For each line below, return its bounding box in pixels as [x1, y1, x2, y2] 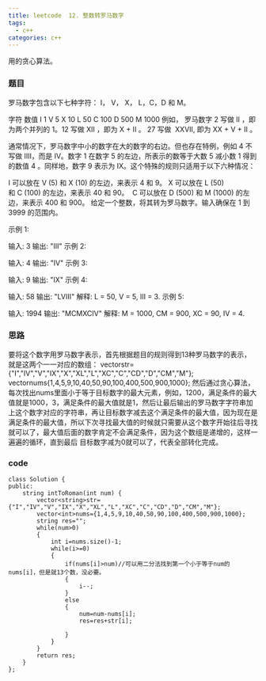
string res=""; [36, 517, 87, 525]
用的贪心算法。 [8, 56, 57, 66]
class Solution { [8, 476, 66, 484]
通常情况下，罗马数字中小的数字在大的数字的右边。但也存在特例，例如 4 [8, 141, 244, 150]
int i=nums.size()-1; [50, 538, 123, 546]
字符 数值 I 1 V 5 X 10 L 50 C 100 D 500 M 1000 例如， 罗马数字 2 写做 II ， [8, 114, 249, 124]
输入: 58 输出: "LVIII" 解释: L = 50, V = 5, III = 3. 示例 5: [8, 291, 184, 301]
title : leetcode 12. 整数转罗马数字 [8, 11, 124, 20]
